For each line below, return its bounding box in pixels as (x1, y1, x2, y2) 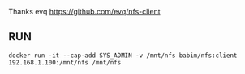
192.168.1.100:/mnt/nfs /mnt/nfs (8, 58, 122, 67)
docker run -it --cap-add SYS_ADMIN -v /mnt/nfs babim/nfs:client (8, 51, 238, 60)
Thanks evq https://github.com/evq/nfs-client (8, 7, 161, 16)
